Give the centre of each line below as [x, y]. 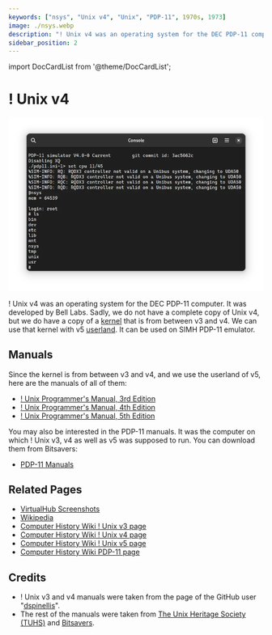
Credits [28, 577]
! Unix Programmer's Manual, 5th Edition [87, 416]
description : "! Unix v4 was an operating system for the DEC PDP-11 [128, 34]
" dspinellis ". [40, 606]
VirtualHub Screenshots [60, 509]
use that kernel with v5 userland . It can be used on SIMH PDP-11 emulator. [132, 329]
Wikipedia [37, 518]
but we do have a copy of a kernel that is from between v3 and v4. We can [133, 320]
